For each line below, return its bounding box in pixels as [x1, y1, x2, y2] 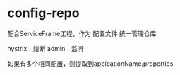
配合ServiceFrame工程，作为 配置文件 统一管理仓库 [7, 29, 157, 37]
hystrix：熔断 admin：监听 [7, 44, 84, 52]
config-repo [7, 5, 80, 21]
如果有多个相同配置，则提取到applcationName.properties [7, 59, 174, 68]
